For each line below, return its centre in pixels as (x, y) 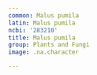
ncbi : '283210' (33, 30)
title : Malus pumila (42, 37)
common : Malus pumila (44, 15)
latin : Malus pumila (42, 23)
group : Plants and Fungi (49, 45)
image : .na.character (44, 52)
